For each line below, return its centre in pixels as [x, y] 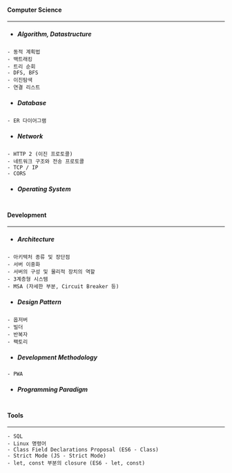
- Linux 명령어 [27, 444]
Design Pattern [39, 302]
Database [32, 102]
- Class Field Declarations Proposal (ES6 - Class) [83, 450]
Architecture [36, 239]
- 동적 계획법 [24, 52]
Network [30, 136]
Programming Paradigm [52, 389]
